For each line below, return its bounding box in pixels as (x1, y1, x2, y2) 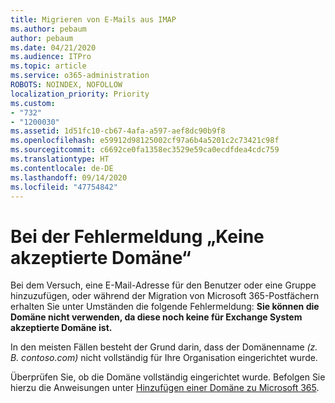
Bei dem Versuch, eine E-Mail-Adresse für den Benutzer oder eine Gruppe (10, 279, 317, 291)
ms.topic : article (10, 61, 87, 71)
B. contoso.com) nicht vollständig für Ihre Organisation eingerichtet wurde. (10, 352, 318, 364)
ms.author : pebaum (10, 24, 87, 34)
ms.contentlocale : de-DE (10, 163, 114, 173)
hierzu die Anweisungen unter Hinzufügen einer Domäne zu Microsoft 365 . (10, 382, 320, 394)
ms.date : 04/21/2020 (10, 42, 97, 53)
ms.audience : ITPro (10, 52, 92, 62)
